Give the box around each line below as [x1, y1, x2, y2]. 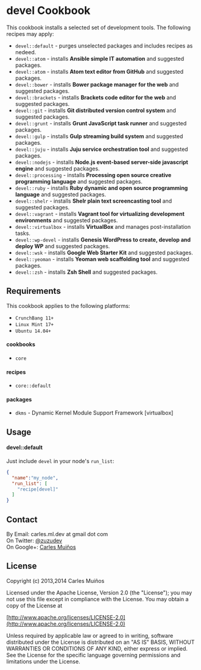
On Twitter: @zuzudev [6, 537, 63, 545]
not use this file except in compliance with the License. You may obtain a [6, 595, 189, 602]
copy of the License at [6, 602, 63, 609]
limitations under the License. [6, 658, 80, 665]
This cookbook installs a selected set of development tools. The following [6, 24, 191, 31]
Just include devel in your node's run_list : [6, 457, 115, 464]
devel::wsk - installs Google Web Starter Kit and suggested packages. [15, 249, 193, 256]
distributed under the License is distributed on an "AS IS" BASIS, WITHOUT [6, 638, 195, 646]
